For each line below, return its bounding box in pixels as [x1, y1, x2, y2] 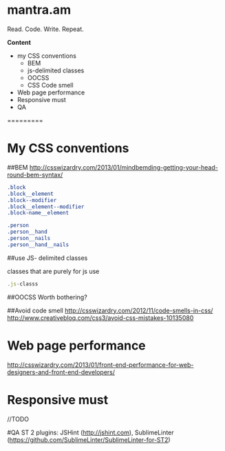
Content [7, 38, 31, 46]
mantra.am [7, 2, 71, 18]
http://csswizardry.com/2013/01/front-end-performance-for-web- [7, 361, 194, 369]
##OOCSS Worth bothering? [7, 292, 87, 301]
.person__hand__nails [7, 241, 69, 248]
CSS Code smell [27, 81, 74, 89]
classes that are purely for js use [7, 267, 100, 275]
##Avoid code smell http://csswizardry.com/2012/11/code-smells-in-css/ [7, 306, 213, 314]
